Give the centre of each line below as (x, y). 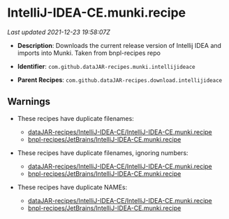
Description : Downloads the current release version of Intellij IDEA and (119, 45)
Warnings (29, 102)
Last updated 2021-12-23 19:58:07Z (59, 32)
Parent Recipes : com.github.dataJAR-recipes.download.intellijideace (120, 80)
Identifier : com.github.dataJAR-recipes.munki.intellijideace (106, 66)
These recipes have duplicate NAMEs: (72, 187)
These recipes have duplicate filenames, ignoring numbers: (103, 153)
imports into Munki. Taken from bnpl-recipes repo (89, 53)
